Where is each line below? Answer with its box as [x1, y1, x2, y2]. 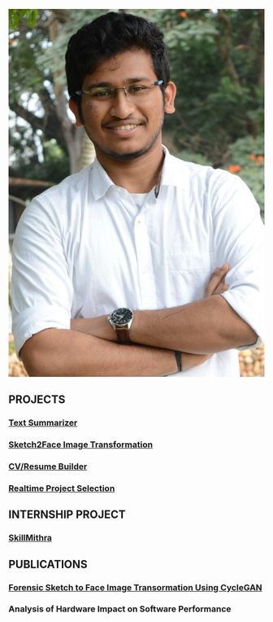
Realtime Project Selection [8, 482, 115, 493]
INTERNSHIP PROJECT [8, 508, 126, 522]
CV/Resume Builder [8, 461, 88, 472]
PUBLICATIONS [8, 557, 88, 571]
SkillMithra [8, 532, 53, 544]
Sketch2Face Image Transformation [8, 439, 153, 450]
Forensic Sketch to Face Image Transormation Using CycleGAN [8, 581, 262, 593]
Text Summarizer [8, 417, 78, 428]
